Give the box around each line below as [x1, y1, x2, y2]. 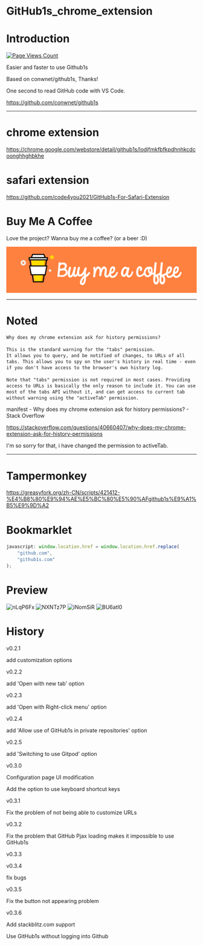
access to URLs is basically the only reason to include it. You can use [6, 383, 196, 389]
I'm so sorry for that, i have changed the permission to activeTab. [6, 442, 169, 449]
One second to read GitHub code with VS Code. [6, 87, 126, 94]
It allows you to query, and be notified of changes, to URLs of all [6, 353, 185, 359]
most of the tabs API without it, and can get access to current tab [6, 389, 185, 395]
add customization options [6, 656, 72, 663]
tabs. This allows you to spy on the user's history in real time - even [6, 359, 196, 365]
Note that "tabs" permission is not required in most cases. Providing [6, 377, 190, 383]
